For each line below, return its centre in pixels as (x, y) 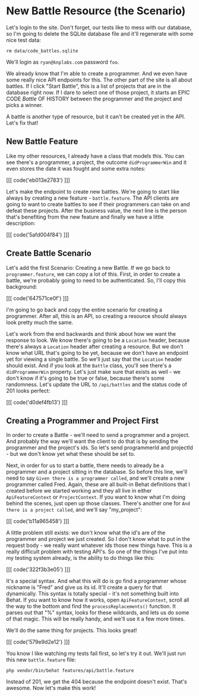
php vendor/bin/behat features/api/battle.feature (70, 671)
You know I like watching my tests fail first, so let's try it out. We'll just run (96, 654)
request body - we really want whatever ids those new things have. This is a (99, 546)
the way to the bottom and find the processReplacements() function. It (91, 606)
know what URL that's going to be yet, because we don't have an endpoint (97, 352)
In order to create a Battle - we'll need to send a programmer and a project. (98, 435)
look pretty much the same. (40, 322)
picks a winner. (25, 105)
